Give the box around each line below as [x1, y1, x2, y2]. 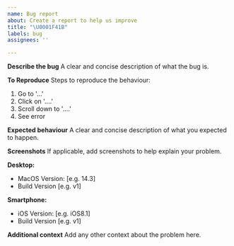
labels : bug [7, 30, 42, 37]
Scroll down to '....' [17, 105, 72, 113]
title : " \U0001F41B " [7, 23, 69, 30]
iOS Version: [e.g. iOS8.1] [17, 209, 90, 218]
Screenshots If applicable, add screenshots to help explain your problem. [7, 147, 222, 156]
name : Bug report [7, 10, 59, 18]
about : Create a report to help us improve [7, 17, 138, 24]
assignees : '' [7, 37, 49, 44]
